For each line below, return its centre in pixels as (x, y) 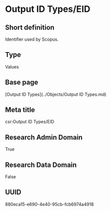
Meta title (20, 110)
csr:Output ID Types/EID (30, 122)
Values (12, 67)
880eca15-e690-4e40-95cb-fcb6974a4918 (50, 204)
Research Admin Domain (44, 137)
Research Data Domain (41, 165)
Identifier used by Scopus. (32, 39)
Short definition (30, 27)
